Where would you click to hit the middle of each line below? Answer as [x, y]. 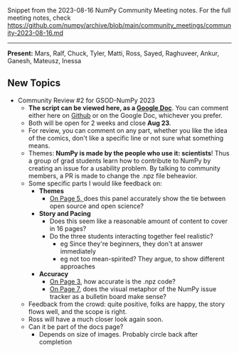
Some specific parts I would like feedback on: [95, 183]
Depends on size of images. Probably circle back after [118, 334]
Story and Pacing [65, 213]
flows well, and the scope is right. [78, 311]
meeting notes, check [39, 18]
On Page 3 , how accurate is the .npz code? [112, 281]
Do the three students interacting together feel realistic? [131, 236]
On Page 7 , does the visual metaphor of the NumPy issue [133, 289]
